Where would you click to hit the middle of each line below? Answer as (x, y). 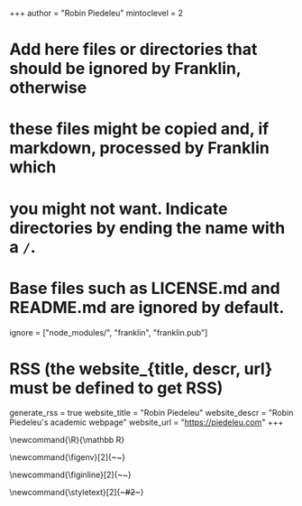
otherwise (48, 88)
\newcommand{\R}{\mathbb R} (67, 440)
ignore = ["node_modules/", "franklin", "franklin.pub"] (109, 332)
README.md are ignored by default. (147, 307)
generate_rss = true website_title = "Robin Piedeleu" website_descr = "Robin (151, 413)
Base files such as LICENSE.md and (145, 288)
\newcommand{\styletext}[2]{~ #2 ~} (77, 492)
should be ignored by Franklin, (125, 69)
